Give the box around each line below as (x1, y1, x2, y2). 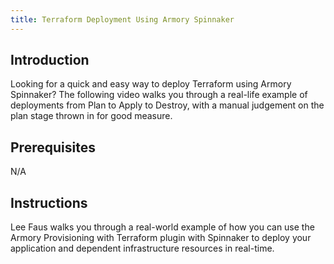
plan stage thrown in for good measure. (10, 110, 173, 122)
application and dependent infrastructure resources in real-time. (10, 242, 275, 255)
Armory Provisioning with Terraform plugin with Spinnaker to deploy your (10, 232, 312, 244)
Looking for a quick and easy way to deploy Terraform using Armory (10, 78, 292, 90)
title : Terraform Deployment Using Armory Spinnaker (10, 14, 235, 25)
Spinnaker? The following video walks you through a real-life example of (10, 89, 308, 101)
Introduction (10, 52, 90, 69)
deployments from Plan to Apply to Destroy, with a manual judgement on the (10, 99, 325, 111)
